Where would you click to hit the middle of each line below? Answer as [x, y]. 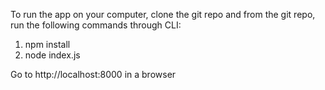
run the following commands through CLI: [96, 25]
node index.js [52, 55]
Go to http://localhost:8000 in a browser [93, 74]
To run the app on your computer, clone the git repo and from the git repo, [163, 14]
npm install [47, 44]
